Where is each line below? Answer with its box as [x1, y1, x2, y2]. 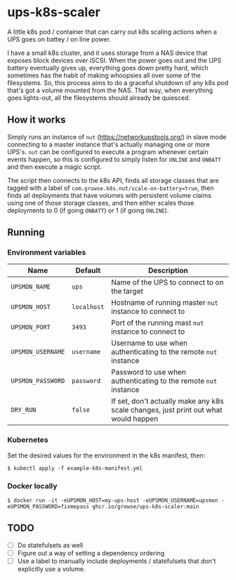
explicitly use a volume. [17, 565, 86, 574]
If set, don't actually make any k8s [111, 396, 224, 406]
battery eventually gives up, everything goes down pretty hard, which [7, 63, 209, 72]
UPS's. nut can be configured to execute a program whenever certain [7, 147, 209, 156]
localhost [71, 303, 105, 311]
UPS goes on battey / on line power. [7, 34, 111, 43]
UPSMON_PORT [11, 323, 51, 332]
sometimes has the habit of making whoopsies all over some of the [7, 71, 202, 80]
